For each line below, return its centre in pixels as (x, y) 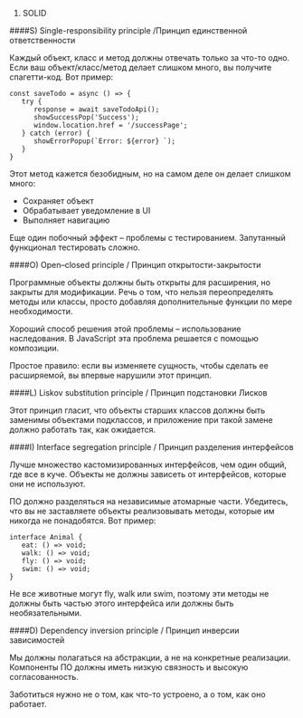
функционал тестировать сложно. (75, 247)
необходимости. (41, 311)
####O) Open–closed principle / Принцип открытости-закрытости (135, 265)
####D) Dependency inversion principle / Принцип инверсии (124, 630)
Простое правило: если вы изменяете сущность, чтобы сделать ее (139, 365)
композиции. (34, 348)
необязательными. (46, 613)
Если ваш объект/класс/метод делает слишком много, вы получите (141, 67)
